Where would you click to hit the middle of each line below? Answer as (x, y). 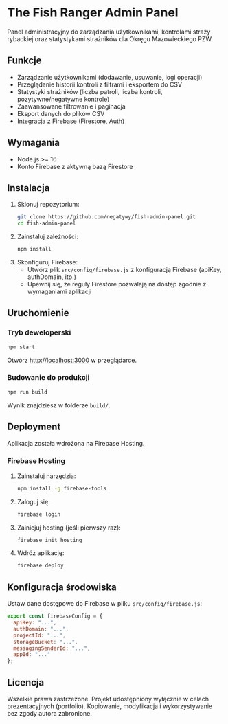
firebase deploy (40, 566)
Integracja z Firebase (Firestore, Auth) (71, 121)
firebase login (39, 514)
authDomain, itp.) (52, 277)
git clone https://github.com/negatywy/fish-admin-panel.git (106, 217)
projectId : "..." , (40, 635)
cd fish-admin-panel (46, 224)
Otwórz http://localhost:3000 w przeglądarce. (72, 360)
